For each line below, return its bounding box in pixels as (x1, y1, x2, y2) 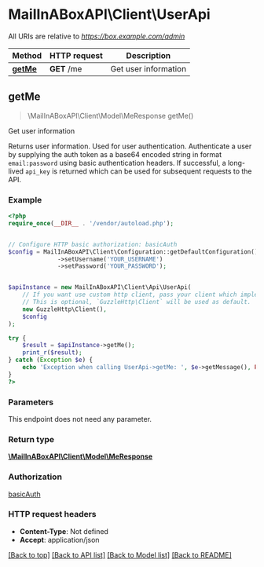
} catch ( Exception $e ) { (8, 356, 93, 364)
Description (126, 49, 171, 60)
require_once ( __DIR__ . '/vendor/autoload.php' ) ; (8, 219, 174, 227)
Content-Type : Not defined (19, 526, 108, 536)
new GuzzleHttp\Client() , (22, 305, 108, 313)
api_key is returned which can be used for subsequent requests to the (25, 166, 253, 176)
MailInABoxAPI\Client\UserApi (8, 5, 211, 24)
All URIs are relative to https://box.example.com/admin (8, 31, 185, 41)
